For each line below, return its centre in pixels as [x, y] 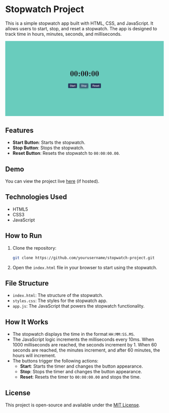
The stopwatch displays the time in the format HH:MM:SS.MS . [73, 334]
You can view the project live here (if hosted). [52, 181]
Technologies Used [36, 197]
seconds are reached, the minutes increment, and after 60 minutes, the [86, 350]
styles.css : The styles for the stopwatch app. [60, 301]
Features [19, 130]
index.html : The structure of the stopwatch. [58, 296]
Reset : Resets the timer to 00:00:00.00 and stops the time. [80, 377]
